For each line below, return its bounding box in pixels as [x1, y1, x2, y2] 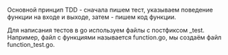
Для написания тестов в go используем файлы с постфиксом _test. [7, 26, 205, 34]
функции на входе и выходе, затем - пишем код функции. [7, 13, 177, 21]
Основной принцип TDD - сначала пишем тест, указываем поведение [7, 6, 214, 14]
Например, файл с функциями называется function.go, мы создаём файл [7, 33, 222, 41]
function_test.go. [7, 41, 55, 48]
